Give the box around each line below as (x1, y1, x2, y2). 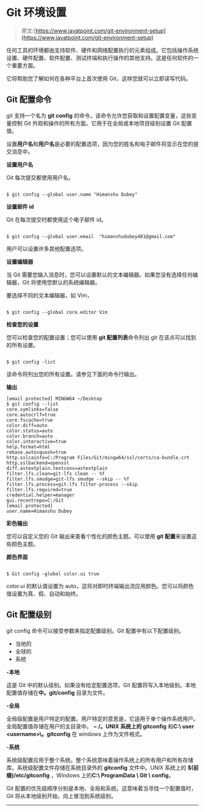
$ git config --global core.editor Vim (6, 309, 108, 315)
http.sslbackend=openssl (6, 460, 70, 466)
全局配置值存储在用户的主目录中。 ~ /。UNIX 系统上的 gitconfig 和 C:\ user (6, 723, 194, 730)
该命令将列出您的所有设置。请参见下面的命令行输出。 (6, 370, 140, 378)
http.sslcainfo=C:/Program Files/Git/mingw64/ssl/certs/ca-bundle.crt (6, 454, 190, 461)
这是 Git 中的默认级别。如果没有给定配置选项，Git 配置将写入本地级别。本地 (6, 681, 196, 688)
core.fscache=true (6, 417, 53, 423)
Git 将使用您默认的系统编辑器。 (22, 278, 101, 286)
